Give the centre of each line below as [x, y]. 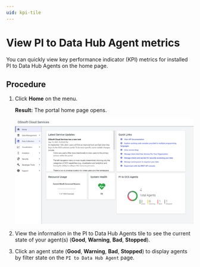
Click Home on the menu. [46, 99]
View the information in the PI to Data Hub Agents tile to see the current [102, 234]
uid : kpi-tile [24, 13]
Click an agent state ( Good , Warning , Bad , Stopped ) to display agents [101, 252]
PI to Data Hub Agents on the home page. [57, 66]
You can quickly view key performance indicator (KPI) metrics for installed [97, 59]
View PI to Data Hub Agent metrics [93, 43]
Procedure [26, 84]
